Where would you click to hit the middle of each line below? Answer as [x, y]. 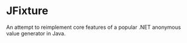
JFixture [27, 11]
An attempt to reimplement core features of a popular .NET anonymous [93, 27]
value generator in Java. [36, 33]
